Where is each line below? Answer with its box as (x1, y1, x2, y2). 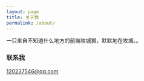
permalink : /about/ (6, 20, 56, 26)
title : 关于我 (6, 14, 39, 20)
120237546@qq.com (6, 67, 59, 75)
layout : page (6, 8, 39, 15)
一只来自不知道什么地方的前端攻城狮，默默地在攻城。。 (6, 37, 142, 44)
